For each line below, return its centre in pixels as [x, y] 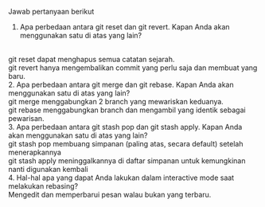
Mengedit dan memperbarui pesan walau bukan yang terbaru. [110, 195]
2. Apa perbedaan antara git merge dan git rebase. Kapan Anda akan [121, 84]
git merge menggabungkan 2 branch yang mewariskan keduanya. [116, 102]
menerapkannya [35, 152]
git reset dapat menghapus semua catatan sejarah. [92, 59]
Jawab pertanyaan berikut [51, 12]
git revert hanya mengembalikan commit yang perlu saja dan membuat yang [133, 68]
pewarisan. [27, 118]
